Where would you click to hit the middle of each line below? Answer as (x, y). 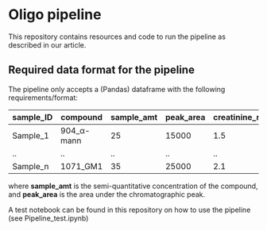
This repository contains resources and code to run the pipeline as (117, 37)
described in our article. (47, 44)
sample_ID (33, 117)
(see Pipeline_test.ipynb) (48, 218)
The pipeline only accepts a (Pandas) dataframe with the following (117, 89)
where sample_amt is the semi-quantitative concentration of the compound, (133, 186)
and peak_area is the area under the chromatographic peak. (107, 194)
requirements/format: (43, 98)
